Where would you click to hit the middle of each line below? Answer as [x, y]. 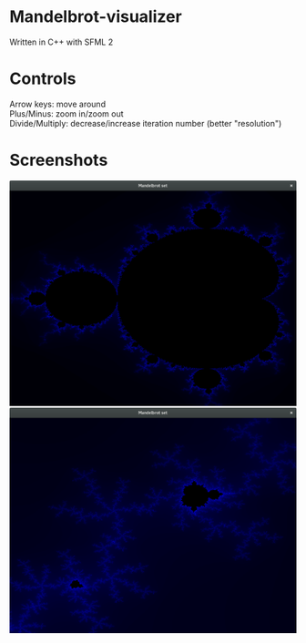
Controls [43, 79]
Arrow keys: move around [58, 104]
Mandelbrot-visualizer [96, 17]
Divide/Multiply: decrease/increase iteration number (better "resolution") [146, 123]
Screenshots [59, 160]
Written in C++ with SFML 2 [61, 42]
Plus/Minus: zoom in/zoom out [66, 113]
